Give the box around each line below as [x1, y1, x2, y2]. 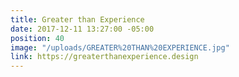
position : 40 [10, 33, 65, 43]
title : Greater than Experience [10, 14, 145, 25]
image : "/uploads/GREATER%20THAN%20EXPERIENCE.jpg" [10, 42, 230, 53]
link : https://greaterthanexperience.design [10, 52, 199, 62]
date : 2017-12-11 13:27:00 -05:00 [10, 24, 155, 34]
